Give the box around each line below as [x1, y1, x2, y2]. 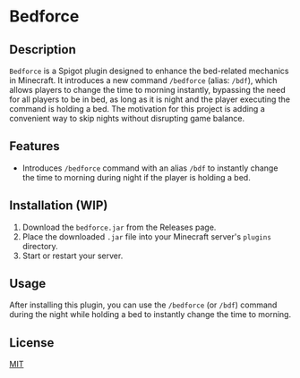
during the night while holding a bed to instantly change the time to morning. [9, 309, 292, 320]
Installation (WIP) [9, 198, 108, 214]
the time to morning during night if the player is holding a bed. [21, 172, 251, 182]
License [9, 335, 55, 350]
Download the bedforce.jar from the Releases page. [21, 222, 217, 232]
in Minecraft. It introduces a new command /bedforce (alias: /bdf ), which [9, 75, 278, 86]
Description [9, 42, 76, 57]
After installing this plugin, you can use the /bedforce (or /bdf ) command [9, 299, 278, 310]
